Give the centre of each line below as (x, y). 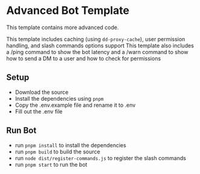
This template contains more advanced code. (63, 27)
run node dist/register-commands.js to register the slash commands (100, 158)
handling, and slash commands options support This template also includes (100, 45)
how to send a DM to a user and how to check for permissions (84, 58)
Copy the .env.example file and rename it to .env (75, 105)
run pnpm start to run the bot (51, 164)
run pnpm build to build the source (58, 152)
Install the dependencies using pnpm (59, 98)
